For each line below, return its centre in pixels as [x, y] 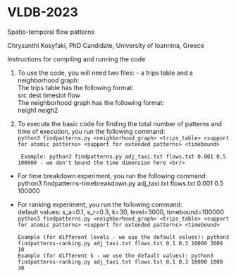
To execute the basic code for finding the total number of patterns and [119, 123]
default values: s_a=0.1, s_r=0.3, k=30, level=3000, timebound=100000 [120, 211]
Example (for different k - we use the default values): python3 [115, 256]
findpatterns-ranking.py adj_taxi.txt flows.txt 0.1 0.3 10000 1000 [120, 261]
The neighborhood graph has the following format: [91, 102]
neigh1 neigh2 [38, 110]
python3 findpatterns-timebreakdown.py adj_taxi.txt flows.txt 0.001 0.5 [120, 183]
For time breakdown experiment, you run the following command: [112, 176]
